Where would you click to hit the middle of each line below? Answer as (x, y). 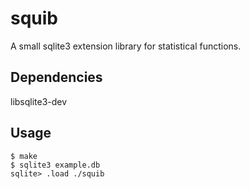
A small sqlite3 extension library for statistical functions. (126, 46)
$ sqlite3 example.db (55, 165)
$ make (24, 156)
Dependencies (56, 77)
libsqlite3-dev (39, 101)
